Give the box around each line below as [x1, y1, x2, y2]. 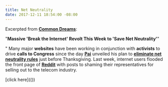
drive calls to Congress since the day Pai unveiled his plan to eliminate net [5, 51, 162, 57]
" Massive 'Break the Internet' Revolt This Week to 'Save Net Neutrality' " [5, 36, 160, 42]
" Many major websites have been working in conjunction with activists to [5, 45, 160, 51]
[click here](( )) [5, 76, 35, 82]
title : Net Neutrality [5, 7, 53, 13]
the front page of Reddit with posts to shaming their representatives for [5, 61, 154, 67]
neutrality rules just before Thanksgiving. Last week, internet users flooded [5, 56, 163, 62]
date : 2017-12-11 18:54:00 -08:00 [5, 12, 78, 17]
